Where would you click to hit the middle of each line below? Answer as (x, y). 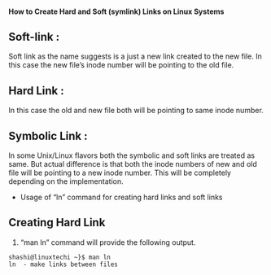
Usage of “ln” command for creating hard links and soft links (121, 197)
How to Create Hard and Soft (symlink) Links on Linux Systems (116, 11)
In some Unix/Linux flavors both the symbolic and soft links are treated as (131, 155)
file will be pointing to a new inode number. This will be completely (120, 173)
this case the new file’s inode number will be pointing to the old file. (121, 65)
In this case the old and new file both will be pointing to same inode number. (136, 111)
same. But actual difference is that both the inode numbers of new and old (133, 164)
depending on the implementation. (66, 181)
